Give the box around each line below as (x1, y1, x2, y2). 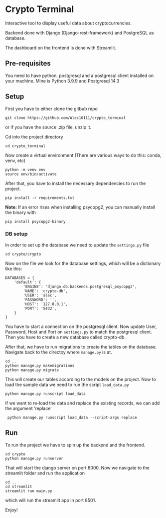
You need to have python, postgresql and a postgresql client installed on (5, 72, 154, 78)
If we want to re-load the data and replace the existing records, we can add (5, 400, 160, 406)
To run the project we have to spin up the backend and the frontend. (5, 441, 146, 448)
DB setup (5, 230, 28, 237)
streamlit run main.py (5, 488, 52, 493)
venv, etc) (5, 157, 26, 163)
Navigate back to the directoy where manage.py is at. (5, 349, 112, 355)
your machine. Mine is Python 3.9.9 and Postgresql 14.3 (5, 77, 120, 83)
